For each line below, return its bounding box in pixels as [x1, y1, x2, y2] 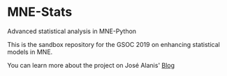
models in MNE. [7, 48, 53, 56]
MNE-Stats [7, 4, 73, 20]
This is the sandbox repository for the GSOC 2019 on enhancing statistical [7, 40, 220, 48]
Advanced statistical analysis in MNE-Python [7, 27, 137, 35]
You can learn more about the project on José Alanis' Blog [7, 61, 175, 69]
